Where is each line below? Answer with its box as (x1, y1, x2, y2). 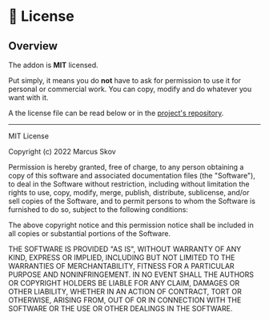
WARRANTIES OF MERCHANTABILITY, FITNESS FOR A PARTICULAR (8, 262, 235, 270)
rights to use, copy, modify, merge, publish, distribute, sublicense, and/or (8, 188, 250, 197)
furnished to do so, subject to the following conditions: (8, 205, 188, 214)
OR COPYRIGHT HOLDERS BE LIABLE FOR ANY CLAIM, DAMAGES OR (8, 278, 240, 287)
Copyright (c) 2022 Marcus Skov (8, 147, 116, 156)
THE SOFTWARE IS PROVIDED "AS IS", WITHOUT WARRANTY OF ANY (8, 244, 242, 254)
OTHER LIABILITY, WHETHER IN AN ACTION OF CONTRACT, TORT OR (8, 287, 242, 296)
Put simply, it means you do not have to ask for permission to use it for (8, 76, 242, 85)
